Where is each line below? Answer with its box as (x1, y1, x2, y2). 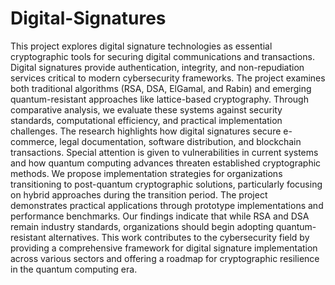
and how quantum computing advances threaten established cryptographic (10, 157, 322, 169)
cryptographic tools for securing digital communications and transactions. (10, 50, 315, 62)
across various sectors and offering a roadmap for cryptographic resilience (10, 252, 320, 264)
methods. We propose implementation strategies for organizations (10, 167, 283, 179)
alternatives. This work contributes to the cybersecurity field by (48, 231, 310, 243)
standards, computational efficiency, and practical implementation (10, 114, 283, 126)
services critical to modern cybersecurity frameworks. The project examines (10, 72, 326, 84)
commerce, (10, 135, 58, 147)
